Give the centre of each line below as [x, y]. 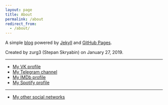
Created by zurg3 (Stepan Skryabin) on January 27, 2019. [64, 52]
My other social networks [38, 97]
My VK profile [26, 67]
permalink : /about [24, 19]
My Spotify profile [31, 82]
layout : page [19, 10]
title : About [19, 14]
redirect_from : [21, 24]
